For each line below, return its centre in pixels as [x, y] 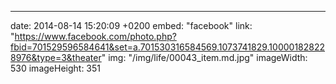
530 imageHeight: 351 [56, 68]
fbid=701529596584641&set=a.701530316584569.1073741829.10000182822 [168, 47]
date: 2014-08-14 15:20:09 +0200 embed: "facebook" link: [131, 25]
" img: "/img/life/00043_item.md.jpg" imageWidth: [204, 57]
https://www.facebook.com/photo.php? [95, 36]
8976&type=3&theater [56, 57]
